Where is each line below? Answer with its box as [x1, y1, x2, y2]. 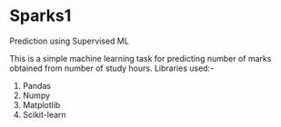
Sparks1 [9, 5, 72, 26]
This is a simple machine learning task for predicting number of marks [9, 53, 272, 63]
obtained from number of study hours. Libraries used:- [9, 63, 215, 73]
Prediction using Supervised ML [9, 35, 129, 46]
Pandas [22, 80, 52, 91]
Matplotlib [22, 99, 61, 110]
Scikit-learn [22, 109, 66, 120]
